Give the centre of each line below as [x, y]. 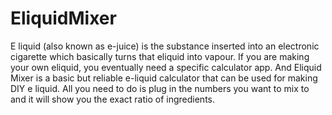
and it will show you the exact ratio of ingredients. [113, 99]
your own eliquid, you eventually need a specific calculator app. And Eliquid [166, 67]
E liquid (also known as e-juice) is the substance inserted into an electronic [165, 46]
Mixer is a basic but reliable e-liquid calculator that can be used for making [164, 78]
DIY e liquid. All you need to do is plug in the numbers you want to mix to [160, 88]
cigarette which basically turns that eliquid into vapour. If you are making [160, 56]
